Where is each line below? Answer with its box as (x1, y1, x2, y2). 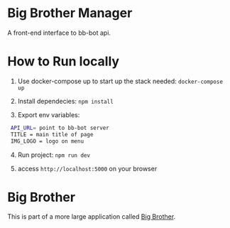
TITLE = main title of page (10, 131, 94, 138)
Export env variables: (17, 110, 80, 119)
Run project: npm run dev (17, 151, 91, 159)
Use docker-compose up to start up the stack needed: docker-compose (17, 77, 224, 85)
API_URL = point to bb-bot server (10, 124, 110, 131)
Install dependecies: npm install (17, 97, 114, 105)
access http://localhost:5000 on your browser (17, 164, 158, 173)
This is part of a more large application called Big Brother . (7, 212, 176, 221)
